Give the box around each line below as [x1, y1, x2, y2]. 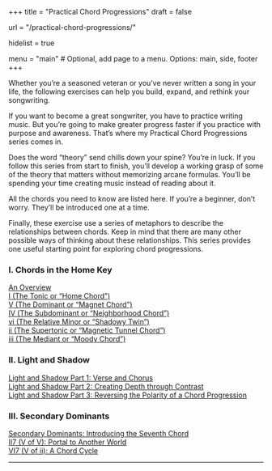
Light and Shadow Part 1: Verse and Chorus [8, 372, 154, 383]
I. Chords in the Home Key [8, 264, 113, 275]
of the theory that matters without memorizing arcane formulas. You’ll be [8, 170, 251, 179]
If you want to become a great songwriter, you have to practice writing [8, 111, 243, 121]
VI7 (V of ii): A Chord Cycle [8, 445, 99, 456]
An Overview [8, 282, 52, 292]
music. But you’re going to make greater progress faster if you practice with [8, 120, 261, 129]
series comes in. [8, 137, 63, 146]
